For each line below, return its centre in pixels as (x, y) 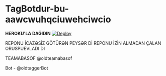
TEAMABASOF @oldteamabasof (39, 58)
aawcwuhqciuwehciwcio (58, 19)
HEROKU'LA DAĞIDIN (28, 33)
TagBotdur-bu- (37, 9)
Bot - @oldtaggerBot (27, 68)
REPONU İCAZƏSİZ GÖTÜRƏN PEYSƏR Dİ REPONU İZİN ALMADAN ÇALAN (83, 43)
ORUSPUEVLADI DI (25, 48)
